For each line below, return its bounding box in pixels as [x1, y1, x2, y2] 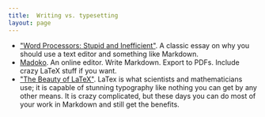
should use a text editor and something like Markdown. [19, 49, 199, 58]
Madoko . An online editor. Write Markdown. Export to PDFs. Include [19, 57, 240, 67]
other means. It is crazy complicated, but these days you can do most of [19, 91, 256, 100]
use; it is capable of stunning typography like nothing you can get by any [19, 82, 257, 92]
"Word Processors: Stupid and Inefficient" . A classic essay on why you [19, 40, 250, 50]
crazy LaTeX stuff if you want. [19, 66, 117, 75]
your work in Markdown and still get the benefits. [19, 100, 180, 109]
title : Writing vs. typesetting [8, 11, 119, 20]
